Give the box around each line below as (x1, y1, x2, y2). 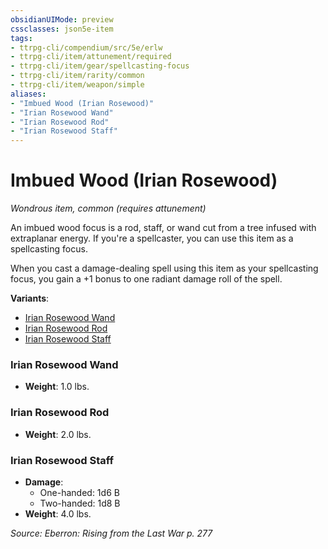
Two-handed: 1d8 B (39, 497, 121, 509)
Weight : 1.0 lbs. (24, 381, 90, 393)
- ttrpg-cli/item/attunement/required (10, 52, 172, 62)
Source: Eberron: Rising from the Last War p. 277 (10, 527, 213, 539)
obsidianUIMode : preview (10, 14, 114, 25)
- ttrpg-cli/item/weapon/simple (10, 80, 145, 90)
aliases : (10, 89, 47, 99)
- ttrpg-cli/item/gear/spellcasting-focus (10, 61, 190, 71)
